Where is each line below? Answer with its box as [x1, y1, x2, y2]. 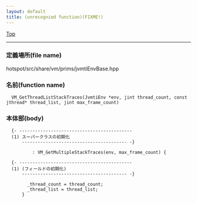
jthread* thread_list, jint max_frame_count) [6, 100, 119, 106]
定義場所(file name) [6, 51, 62, 59]
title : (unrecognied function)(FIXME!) [6, 14, 104, 20]
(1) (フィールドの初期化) [11, 166, 67, 172]
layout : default [6, 8, 46, 15]
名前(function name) [6, 80, 66, 89]
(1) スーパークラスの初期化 [11, 134, 70, 140]
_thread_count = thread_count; [27, 181, 104, 188]
